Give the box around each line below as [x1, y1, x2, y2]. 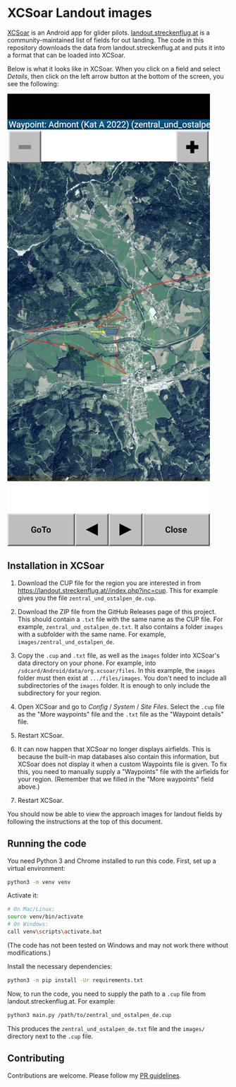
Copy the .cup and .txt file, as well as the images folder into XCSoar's [17, 651, 221, 659]
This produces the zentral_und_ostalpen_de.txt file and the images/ [7, 1024, 206, 1033]
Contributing [7, 1052, 65, 1064]
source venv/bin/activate [7, 913, 83, 920]
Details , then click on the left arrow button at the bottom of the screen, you [7, 72, 224, 81]
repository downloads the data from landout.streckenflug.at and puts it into [7, 43, 225, 52]
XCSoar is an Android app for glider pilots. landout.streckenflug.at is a [7, 28, 210, 37]
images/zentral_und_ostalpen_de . [17, 637, 115, 646]
